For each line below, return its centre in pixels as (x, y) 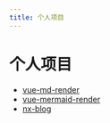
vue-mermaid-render (61, 99)
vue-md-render (51, 89)
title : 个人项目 (37, 17)
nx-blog (37, 109)
